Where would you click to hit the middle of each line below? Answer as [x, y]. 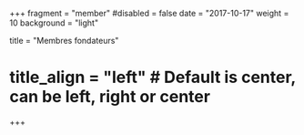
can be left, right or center [110, 97]
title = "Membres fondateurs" [64, 41]
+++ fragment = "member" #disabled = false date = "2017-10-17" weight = [149, 13]
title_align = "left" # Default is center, [152, 78]
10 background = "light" [54, 23]
